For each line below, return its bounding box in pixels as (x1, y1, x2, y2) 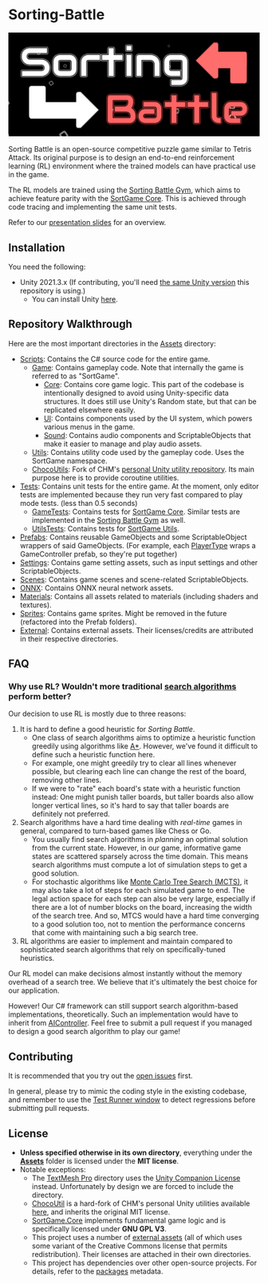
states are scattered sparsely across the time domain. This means (31, 851, 249, 861)
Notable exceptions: (19, 1165, 86, 1175)
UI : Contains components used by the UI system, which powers (43, 413, 253, 423)
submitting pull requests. (8, 1104, 90, 1113)
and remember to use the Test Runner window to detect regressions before (8, 1095, 256, 1104)
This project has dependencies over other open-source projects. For (31, 1258, 258, 1268)
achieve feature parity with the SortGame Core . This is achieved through (8, 194, 246, 203)
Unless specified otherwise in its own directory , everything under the (19, 1148, 253, 1158)
